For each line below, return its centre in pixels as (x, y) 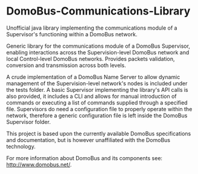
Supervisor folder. (29, 121)
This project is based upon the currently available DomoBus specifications (99, 134)
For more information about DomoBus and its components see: (85, 158)
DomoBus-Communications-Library (98, 11)
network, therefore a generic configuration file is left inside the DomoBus (97, 115)
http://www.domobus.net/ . (39, 164)
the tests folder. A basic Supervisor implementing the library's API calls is (97, 89)
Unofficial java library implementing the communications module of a (92, 28)
